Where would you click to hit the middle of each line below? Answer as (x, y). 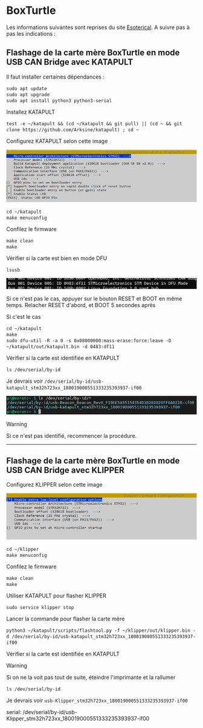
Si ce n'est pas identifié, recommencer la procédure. (72, 436)
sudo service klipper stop (40, 607)
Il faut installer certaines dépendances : (55, 77)
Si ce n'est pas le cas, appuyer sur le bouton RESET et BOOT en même (94, 299)
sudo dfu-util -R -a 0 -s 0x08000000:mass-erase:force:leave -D (89, 341)
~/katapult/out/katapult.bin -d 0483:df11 (60, 347)
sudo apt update (27, 88)
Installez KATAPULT (31, 112)
